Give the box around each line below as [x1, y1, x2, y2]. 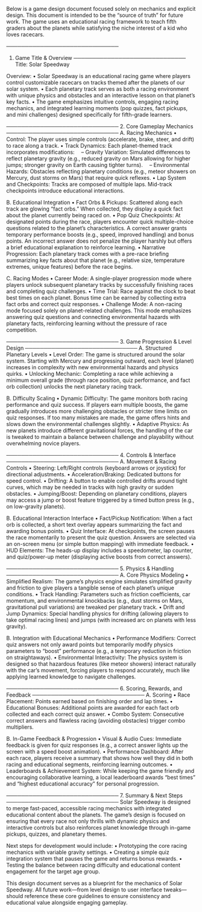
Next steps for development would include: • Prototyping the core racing [6, 842, 188, 849]
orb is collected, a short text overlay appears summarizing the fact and [6, 521, 182, 528]
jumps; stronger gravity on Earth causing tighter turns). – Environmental [6, 162, 189, 168]
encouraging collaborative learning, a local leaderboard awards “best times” [6, 774, 196, 781]
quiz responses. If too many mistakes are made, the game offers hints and [6, 414, 191, 421]
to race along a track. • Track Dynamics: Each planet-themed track [6, 142, 173, 149]
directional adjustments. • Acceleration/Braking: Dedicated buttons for [6, 471, 181, 477]
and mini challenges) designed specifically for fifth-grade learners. [6, 111, 172, 118]
